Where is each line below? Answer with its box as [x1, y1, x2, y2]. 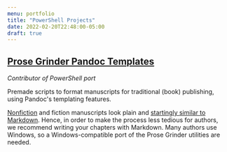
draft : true [7, 29, 42, 37]
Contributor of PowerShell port [7, 74, 96, 82]
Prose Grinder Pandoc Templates [7, 55, 155, 67]
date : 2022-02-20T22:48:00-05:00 [7, 23, 105, 30]
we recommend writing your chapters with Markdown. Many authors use [7, 123, 217, 132]
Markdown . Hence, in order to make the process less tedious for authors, [7, 116, 219, 124]
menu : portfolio [7, 10, 55, 17]
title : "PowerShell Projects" [7, 17, 96, 24]
